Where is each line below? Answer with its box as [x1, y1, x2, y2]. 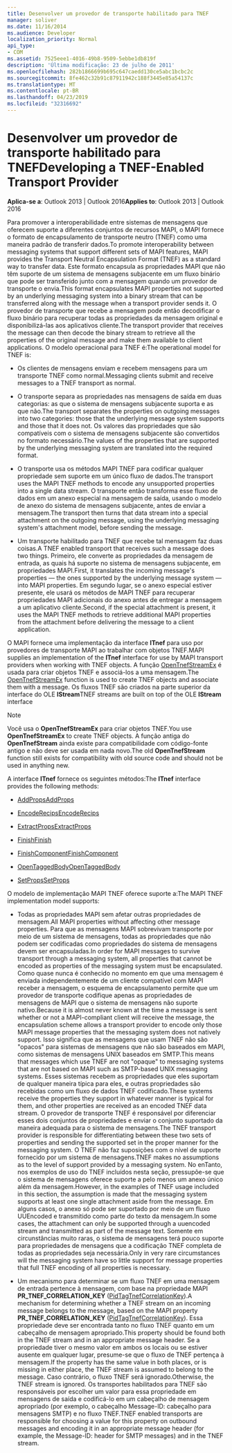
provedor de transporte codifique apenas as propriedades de [17, 991, 193, 999]
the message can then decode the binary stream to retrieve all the [7, 328, 196, 337]
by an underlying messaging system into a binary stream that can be [7, 292, 203, 300]
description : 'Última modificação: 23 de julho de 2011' [7, 62, 175, 69]
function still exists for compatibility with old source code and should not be [7, 753, 224, 762]
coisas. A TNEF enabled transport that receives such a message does [17, 544, 215, 552]
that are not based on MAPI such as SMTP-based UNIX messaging [17, 1064, 208, 1073]
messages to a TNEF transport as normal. [17, 378, 136, 387]
